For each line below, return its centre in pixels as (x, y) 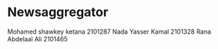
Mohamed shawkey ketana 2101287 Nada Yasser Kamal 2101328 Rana (109, 31)
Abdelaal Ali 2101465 (38, 38)
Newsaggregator (58, 12)
